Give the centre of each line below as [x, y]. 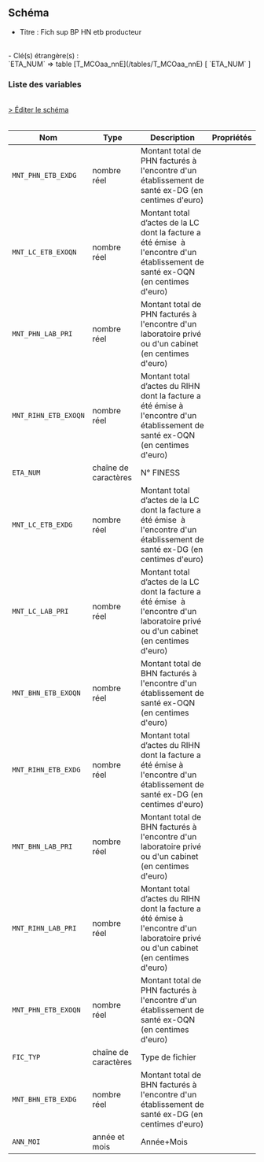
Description [172, 138]
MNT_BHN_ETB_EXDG [44, 1100]
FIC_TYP [26, 1057]
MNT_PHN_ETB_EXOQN [46, 1010]
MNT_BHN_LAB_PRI [42, 847]
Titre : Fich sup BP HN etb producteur [81, 31]
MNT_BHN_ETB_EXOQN [46, 693]
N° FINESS [160, 473]
